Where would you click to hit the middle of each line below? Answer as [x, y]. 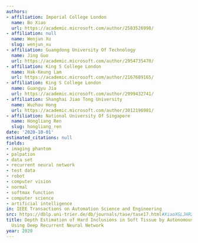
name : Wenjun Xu [31, 39]
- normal [17, 187]
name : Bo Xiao [29, 22]
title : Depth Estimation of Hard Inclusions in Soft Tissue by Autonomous [100, 220]
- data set [19, 160]
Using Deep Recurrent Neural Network [58, 225]
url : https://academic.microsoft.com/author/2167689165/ [83, 77]
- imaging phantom [29, 149]
